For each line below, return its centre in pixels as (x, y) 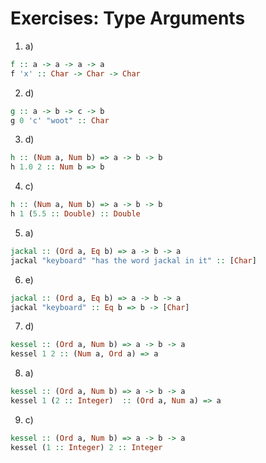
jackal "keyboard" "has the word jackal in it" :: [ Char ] (133, 260)
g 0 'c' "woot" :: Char (60, 120)
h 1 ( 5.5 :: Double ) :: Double (75, 214)
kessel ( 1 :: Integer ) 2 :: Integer (86, 447)
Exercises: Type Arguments (128, 18)
